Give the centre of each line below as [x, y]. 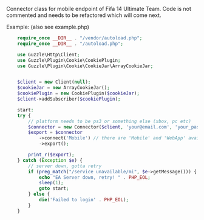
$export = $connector [56, 133]
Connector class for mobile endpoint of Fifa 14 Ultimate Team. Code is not [99, 9]
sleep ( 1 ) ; [51, 183]
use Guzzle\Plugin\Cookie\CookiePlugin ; [69, 60]
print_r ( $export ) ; [51, 155]
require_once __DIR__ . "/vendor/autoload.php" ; [80, 38]
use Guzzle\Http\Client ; [49, 55]
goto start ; [54, 188]
